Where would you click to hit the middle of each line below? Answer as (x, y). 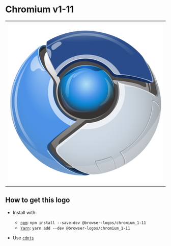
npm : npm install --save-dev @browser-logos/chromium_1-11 (83, 222)
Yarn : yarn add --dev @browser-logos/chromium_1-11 (75, 228)
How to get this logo (38, 200)
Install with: (25, 212)
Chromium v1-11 (39, 9)
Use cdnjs (23, 238)
